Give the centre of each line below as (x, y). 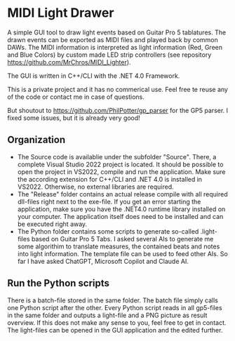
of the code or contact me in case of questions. (76, 97)
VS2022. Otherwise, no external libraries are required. (95, 187)
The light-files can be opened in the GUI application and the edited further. (115, 330)
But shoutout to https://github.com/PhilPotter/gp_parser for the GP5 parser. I (118, 110)
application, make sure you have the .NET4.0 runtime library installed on (121, 209)
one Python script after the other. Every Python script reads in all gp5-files (115, 307)
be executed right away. (52, 224)
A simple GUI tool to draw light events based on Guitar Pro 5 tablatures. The (117, 32)
